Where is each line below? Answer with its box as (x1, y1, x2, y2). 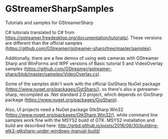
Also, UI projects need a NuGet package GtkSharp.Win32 (5, 106, 124, 112)
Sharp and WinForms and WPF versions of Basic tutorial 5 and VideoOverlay (5, 60, 163, 66)
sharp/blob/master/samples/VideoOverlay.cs (5, 71, 98, 77)
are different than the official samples (5, 40, 83, 46)
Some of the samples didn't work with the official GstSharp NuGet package (5, 81, 160, 87)
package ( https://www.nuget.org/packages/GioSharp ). (5, 96, 118, 103)
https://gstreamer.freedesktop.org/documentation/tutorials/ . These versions (5, 35, 162, 41)
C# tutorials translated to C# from (5, 29, 75, 35)
